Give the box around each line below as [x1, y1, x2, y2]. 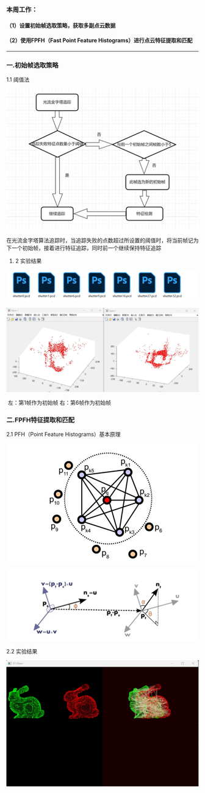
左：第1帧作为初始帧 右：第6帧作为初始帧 [7, 399, 112, 407]
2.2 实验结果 [6, 648, 38, 655]
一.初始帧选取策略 [6, 61, 59, 69]
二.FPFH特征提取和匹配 [6, 416, 75, 424]
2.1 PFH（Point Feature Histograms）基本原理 [6, 431, 121, 438]
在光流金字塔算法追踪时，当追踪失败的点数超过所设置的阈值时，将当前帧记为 [6, 236, 199, 244]
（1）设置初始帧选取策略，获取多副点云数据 [6, 21, 116, 29]
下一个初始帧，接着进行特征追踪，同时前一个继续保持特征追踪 [6, 244, 162, 252]
